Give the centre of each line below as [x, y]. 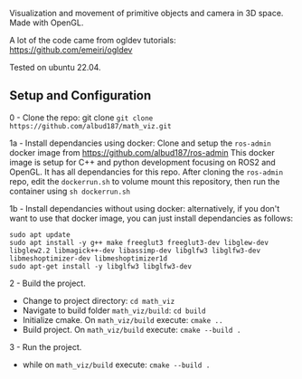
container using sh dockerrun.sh [70, 191]
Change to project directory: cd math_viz [99, 300]
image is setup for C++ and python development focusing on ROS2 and [142, 162]
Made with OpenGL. [47, 23]
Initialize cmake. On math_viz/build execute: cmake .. [123, 319]
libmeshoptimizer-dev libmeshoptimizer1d [89, 258]
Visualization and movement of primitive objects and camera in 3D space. [146, 13]
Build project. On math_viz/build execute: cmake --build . [132, 329]
